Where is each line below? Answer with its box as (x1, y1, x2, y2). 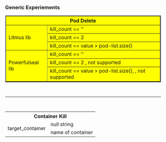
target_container (7, 125, 46, 132)
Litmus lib (8, 34, 31, 41)
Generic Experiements (5, 4, 60, 11)
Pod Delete (70, 17, 96, 24)
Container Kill (34, 113, 67, 120)
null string (50, 121, 74, 128)
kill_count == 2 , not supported (49, 59, 121, 66)
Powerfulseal (8, 59, 39, 66)
